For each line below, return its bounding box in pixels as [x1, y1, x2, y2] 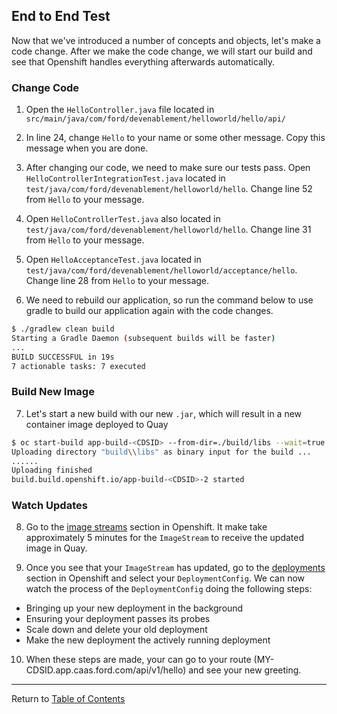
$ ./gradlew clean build [11, 324, 115, 334]
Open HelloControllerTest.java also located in [25, 213, 221, 225]
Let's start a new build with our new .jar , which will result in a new [25, 407, 303, 419]
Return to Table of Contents [11, 693, 126, 705]
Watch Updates [11, 499, 88, 513]
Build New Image [11, 385, 95, 399]
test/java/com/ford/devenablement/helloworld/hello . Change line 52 [25, 183, 313, 195]
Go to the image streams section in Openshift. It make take [25, 521, 268, 533]
